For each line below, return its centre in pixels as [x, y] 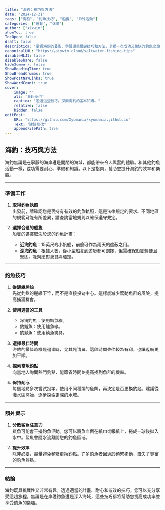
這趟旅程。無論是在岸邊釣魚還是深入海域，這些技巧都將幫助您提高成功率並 [84, 496]
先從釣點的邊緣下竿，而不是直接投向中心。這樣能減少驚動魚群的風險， [83, 293]
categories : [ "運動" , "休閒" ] [34, 23]
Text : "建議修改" [30, 124]
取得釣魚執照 [25, 205]
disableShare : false [26, 60]
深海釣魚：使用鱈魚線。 [43, 320]
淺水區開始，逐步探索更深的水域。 [47, 395]
